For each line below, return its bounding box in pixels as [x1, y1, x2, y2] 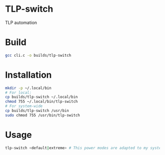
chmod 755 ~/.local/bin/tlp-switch [5, 99, 78, 104]
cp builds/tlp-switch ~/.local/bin [5, 94, 78, 100]
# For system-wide [5, 104, 43, 109]
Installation [5, 69, 52, 80]
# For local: [5, 90, 32, 95]
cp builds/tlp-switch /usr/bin [5, 109, 69, 113]
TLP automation [5, 20, 37, 25]
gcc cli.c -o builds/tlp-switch [5, 53, 71, 58]
